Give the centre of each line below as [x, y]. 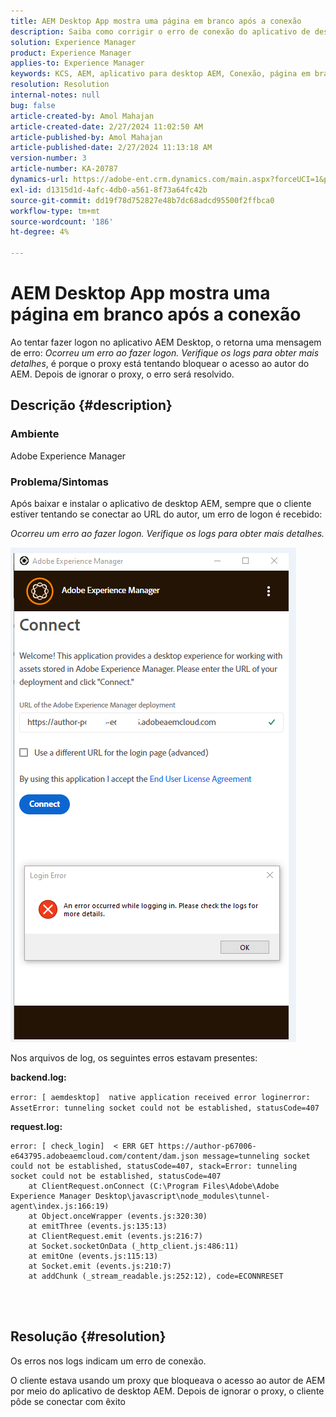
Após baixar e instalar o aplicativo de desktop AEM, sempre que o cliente [161, 503]
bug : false [33, 105]
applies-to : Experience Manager [77, 63]
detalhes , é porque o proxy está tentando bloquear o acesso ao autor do [160, 363]
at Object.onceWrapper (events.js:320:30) [118, 1216]
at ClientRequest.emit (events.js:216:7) [115, 1236]
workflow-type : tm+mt [55, 211]
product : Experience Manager [71, 53]
